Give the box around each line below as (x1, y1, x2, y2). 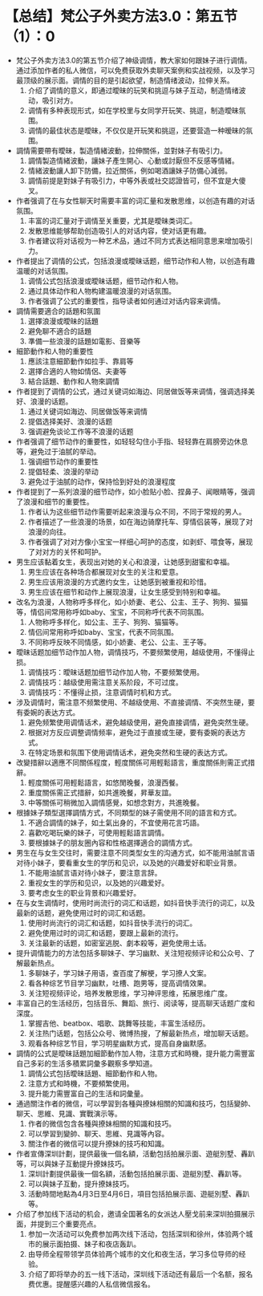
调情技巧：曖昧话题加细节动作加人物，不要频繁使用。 (27, 667, 204, 676)
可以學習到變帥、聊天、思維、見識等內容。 (27, 1128, 169, 1138)
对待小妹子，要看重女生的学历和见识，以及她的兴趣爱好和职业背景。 (15, 858, 241, 867)
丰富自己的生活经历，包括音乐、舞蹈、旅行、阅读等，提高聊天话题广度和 (15, 998, 255, 1008)
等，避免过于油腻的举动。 (15, 446, 101, 456)
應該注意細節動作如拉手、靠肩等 (27, 356, 134, 366)
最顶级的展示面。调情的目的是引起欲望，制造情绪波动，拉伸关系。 (15, 75, 234, 85)
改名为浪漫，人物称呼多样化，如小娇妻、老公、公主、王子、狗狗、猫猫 (15, 597, 249, 607)
